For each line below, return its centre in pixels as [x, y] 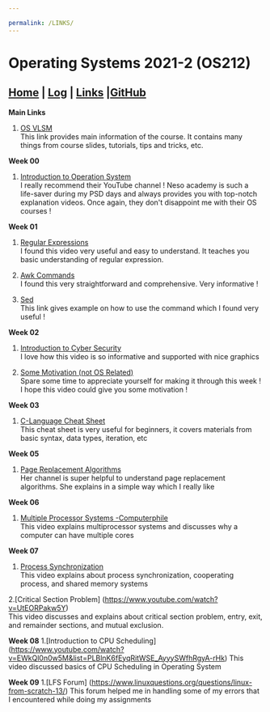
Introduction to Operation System [76, 176]
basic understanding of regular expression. [92, 259]
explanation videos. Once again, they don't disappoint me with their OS [138, 202]
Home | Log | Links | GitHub [78, 93]
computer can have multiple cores [77, 535]
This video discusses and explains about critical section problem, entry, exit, [135, 617]
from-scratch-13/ [37, 691]
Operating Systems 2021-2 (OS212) [130, 63]
